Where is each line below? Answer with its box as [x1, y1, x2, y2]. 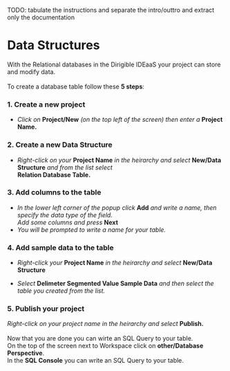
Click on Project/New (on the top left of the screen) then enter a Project [17, 116, 223, 124]
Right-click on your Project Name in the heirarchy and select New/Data [17, 156, 222, 164]
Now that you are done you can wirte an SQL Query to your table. [7, 334, 193, 343]
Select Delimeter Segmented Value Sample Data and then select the [17, 280, 214, 288]
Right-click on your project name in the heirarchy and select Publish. [7, 320, 204, 328]
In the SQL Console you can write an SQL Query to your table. [7, 356, 184, 365]
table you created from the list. [17, 287, 106, 295]
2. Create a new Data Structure [7, 140, 113, 150]
